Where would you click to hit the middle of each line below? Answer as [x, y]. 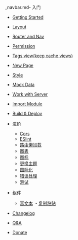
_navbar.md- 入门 [23, 7]
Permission [24, 46]
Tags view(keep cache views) [42, 56]
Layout [19, 27]
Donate [20, 232]
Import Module [27, 104]
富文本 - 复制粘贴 [38, 203]
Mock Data [23, 84]
